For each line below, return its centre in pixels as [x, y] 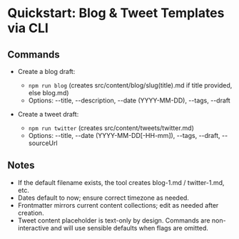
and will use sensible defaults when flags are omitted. [129, 228]
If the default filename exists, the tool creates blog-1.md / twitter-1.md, [121, 182]
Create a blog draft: [46, 71]
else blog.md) [49, 93]
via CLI [28, 28]
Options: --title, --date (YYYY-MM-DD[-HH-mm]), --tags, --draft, [124, 136]
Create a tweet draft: [48, 114]
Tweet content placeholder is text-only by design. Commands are [114, 220]
